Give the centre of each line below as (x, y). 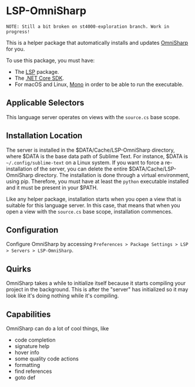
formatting (27, 365)
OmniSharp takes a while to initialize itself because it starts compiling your (96, 283)
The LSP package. (37, 71)
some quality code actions (47, 359)
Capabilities (28, 314)
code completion (35, 340)
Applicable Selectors (45, 103)
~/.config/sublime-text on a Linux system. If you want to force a (85, 162)
